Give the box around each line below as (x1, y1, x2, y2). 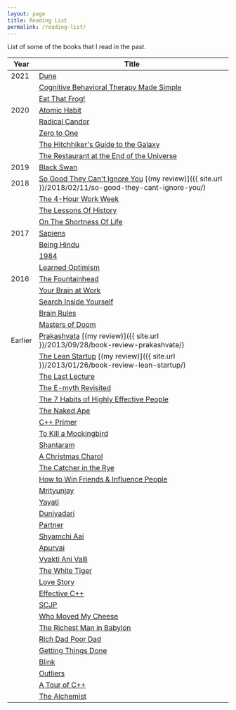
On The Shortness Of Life (38, 217, 123, 227)
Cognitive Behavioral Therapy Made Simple (38, 82, 182, 92)
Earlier (11, 335, 32, 345)
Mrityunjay (38, 486, 74, 496)
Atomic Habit (38, 105, 82, 115)
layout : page (7, 10, 46, 18)
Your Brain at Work (38, 285, 101, 295)
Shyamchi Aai (38, 531, 84, 541)
